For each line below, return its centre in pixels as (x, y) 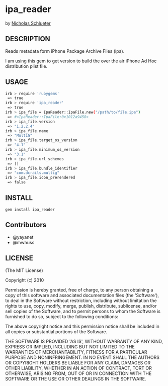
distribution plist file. (26, 66)
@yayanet (23, 237)
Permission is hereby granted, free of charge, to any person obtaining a (79, 289)
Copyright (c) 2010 (25, 280)
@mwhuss (23, 242)
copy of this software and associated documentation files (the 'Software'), (82, 295)
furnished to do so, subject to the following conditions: (62, 316)
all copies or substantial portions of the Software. (56, 331)
